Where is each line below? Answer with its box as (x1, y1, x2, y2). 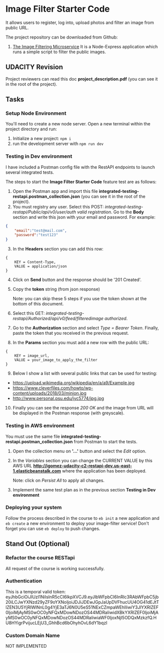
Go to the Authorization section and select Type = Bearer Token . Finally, (12, 325, 159, 331)
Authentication (5, 577, 42, 584)
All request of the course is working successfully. (5, 565, 105, 571)
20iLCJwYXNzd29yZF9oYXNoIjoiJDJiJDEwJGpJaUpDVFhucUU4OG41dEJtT (5, 599, 159, 605)
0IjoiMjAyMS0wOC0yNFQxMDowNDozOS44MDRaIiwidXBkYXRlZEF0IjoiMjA (5, 609, 159, 615)
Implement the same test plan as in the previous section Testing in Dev (12, 487, 156, 492)
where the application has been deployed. (62, 468, 147, 474)
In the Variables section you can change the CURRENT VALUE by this (12, 457, 153, 463)
